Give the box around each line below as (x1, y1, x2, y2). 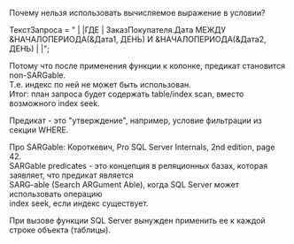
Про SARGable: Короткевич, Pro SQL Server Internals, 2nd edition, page (9, 141, 275, 152)
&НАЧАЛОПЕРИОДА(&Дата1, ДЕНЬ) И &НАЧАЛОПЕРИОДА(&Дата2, (9, 34, 267, 44)
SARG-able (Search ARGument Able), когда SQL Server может (9, 179, 239, 189)
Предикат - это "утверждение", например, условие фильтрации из (9, 115, 263, 126)
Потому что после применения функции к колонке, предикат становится (9, 61, 286, 71)
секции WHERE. (9, 125, 69, 135)
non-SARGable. (9, 70, 66, 80)
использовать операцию (9, 189, 104, 199)
